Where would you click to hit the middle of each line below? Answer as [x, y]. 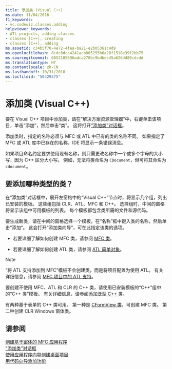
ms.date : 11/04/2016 [27, 15]
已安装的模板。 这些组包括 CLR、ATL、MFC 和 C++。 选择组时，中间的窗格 [85, 203]
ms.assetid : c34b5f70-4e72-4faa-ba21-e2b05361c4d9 [61, 48]
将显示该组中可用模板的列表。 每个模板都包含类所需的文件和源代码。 [78, 210]
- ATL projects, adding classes [40, 34]
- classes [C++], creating [34, 39]
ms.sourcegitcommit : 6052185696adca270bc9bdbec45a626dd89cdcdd [74, 58]
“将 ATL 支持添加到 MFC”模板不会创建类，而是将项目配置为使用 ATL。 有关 [84, 270]
